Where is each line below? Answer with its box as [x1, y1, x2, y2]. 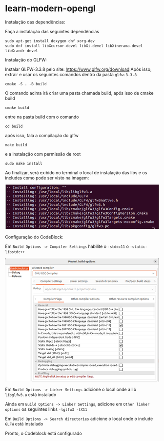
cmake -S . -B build [5, 81, 47, 86]
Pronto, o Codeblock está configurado [5, 430, 82, 437]
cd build [5, 124, 23, 129]
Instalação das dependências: [5, 19, 65, 25]
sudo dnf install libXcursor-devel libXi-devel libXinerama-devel [5, 43, 143, 48]
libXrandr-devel [5, 48, 38, 53]
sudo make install [5, 161, 42, 166]
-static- [130, 244, 148, 249]
